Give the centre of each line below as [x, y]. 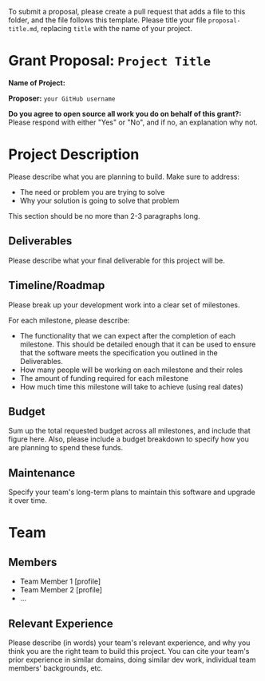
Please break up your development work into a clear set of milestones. [125, 305]
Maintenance [42, 473]
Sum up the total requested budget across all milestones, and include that [130, 431]
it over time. [28, 501]
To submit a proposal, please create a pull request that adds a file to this [127, 12]
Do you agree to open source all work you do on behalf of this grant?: [125, 113]
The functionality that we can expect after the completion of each [128, 335]
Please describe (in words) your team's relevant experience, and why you [129, 643]
